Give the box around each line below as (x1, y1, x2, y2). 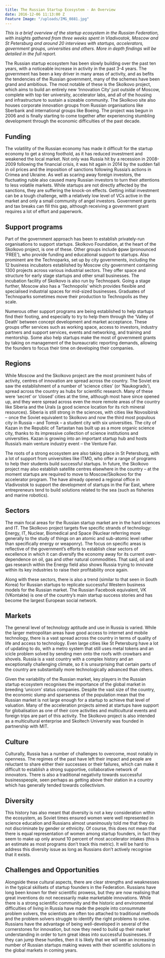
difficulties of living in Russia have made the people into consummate (5, 905, 146, 911)
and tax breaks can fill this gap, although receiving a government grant (5, 203, 149, 209)
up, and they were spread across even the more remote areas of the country (5, 398, 160, 405)
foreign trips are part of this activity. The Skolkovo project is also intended (5, 713, 155, 719)
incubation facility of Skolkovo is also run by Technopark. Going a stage (5, 278, 151, 284)
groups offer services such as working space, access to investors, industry (5, 324, 158, 330)
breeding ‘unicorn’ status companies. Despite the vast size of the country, (5, 687, 155, 692)
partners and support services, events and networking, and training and (5, 329, 151, 335)
